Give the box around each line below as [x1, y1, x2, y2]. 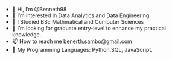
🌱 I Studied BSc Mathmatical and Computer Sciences [11, 18, 144, 25]
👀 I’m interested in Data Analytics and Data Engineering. [11, 12, 151, 19]
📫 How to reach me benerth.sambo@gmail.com [11, 38, 133, 45]
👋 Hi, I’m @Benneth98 [11, 6, 67, 13]
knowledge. [11, 31, 42, 38]
